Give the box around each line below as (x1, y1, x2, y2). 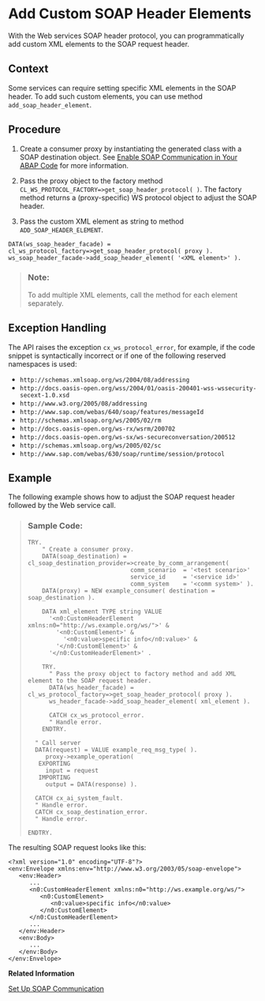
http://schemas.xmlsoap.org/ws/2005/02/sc (19, 442, 162, 450)
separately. (27, 298, 65, 308)
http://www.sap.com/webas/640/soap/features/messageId (19, 408, 204, 416)
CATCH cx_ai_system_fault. (35, 794, 124, 802)
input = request (45, 766, 99, 774)
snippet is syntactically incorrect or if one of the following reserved (8, 351, 226, 360)
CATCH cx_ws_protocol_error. (48, 711, 145, 719)
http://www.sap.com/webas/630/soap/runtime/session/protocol (19, 450, 226, 458)
